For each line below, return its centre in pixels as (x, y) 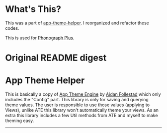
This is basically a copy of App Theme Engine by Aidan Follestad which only (83, 94)
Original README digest (56, 58)
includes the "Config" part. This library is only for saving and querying (77, 100)
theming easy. (20, 121)
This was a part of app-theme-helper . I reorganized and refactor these (77, 23)
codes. (12, 28)
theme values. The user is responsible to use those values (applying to (78, 105)
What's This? (33, 9)
